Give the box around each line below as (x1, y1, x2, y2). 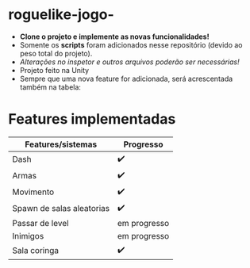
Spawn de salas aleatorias (12, 203, 110, 214)
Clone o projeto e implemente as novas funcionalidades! (19, 32, 210, 41)
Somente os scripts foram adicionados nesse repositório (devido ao (19, 40, 243, 49)
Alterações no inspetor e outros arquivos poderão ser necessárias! (19, 57, 240, 67)
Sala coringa (12, 245, 60, 256)
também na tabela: (19, 82, 82, 92)
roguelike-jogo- (8, 6, 114, 24)
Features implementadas (8, 110, 176, 128)
